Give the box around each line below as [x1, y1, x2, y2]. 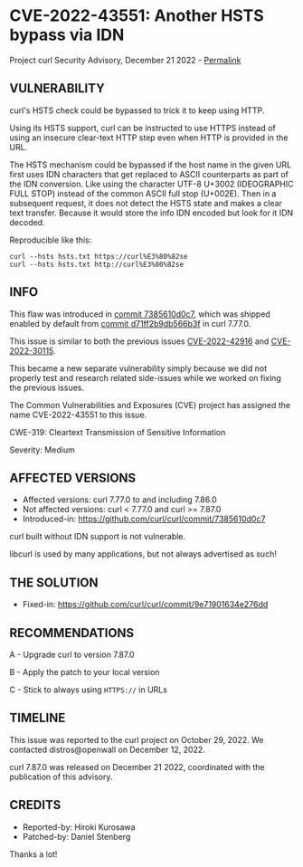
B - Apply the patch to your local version [9, 667, 160, 677]
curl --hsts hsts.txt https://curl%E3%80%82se [9, 252, 188, 261]
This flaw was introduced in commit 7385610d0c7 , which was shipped [9, 309, 271, 319]
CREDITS [9, 797, 62, 813]
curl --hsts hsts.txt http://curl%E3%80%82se [9, 260, 184, 269]
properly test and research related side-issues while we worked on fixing [9, 372, 282, 383]
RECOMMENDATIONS [9, 625, 135, 641]
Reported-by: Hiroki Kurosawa [22, 821, 136, 833]
